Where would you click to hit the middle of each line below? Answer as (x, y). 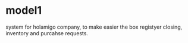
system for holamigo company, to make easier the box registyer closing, (94, 27)
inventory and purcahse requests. (47, 33)
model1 (24, 10)
